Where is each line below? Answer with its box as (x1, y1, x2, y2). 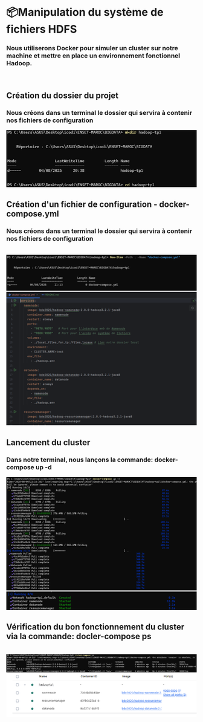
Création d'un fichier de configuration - (6, 199, 158, 209)
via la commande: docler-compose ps (6, 631, 152, 642)
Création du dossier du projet (6, 90, 119, 100)
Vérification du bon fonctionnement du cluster (6, 622, 185, 633)
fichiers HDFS (6, 22, 77, 36)
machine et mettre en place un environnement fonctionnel (6, 51, 181, 60)
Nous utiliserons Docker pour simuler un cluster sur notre (6, 44, 178, 53)
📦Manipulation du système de (6, 5, 164, 19)
